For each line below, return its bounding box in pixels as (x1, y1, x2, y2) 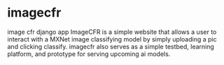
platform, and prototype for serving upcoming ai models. (7, 50, 171, 58)
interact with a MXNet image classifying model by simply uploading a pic (7, 35, 217, 43)
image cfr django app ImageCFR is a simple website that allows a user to (7, 28, 217, 36)
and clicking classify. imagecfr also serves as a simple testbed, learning (7, 42, 215, 50)
